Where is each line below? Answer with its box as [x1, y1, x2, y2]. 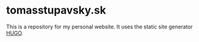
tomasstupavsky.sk [6, 4, 106, 17]
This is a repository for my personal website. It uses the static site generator [6, 23, 193, 30]
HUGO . [6, 29, 24, 36]
